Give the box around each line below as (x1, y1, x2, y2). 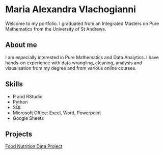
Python (12, 98, 28, 105)
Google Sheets (12, 115, 44, 121)
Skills (5, 80, 23, 89)
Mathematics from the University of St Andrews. (5, 25, 106, 32)
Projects (5, 130, 33, 138)
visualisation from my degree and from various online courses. (5, 65, 136, 71)
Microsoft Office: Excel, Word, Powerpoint (12, 110, 101, 116)
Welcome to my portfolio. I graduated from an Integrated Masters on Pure (5, 20, 159, 27)
